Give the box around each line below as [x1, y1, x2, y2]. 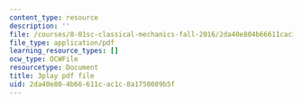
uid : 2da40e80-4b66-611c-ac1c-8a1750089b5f [9, 80, 176, 89]
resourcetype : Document [9, 64, 99, 73]
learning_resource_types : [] [9, 47, 119, 56]
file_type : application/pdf [9, 38, 115, 47]
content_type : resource [9, 13, 99, 22]
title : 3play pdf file [9, 72, 95, 81]
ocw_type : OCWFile [9, 55, 78, 64]
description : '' [9, 21, 70, 30]
